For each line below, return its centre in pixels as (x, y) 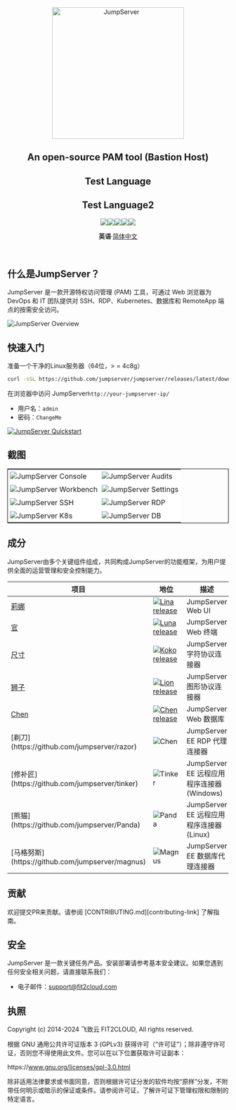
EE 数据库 (202, 856)
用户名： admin (38, 409)
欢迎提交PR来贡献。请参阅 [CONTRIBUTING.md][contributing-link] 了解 (110, 912)
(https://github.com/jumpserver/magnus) (78, 861)
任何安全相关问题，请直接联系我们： (60, 972)
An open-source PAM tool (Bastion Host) (118, 157)
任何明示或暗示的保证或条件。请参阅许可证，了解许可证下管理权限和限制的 (121, 1090)
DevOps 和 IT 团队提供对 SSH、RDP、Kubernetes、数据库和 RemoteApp (112, 301)
